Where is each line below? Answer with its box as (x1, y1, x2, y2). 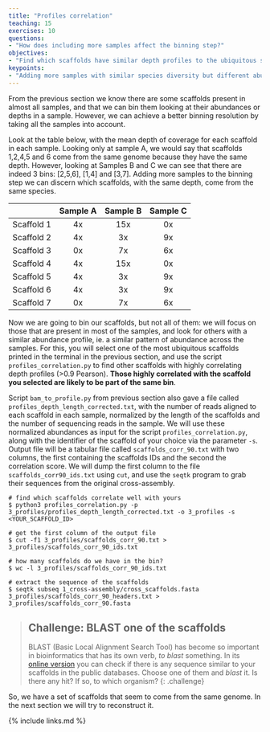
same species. (8, 186, 56, 195)
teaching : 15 (8, 19, 52, 27)
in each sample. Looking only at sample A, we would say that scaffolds (8, 143, 243, 153)
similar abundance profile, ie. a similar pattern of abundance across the (8, 334, 244, 344)
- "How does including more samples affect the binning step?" (8, 42, 225, 50)
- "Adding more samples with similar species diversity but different (8, 72, 250, 80)
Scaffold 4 (12, 258, 52, 269)
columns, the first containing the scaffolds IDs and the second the (8, 452, 227, 462)
